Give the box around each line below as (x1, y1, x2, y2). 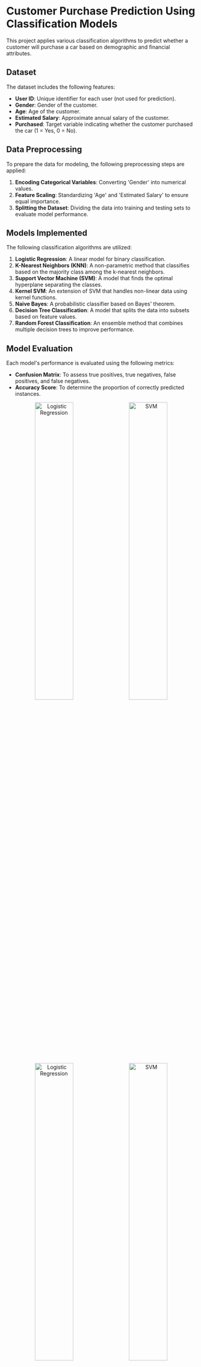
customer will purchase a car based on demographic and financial (6, 43, 170, 51)
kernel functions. (14, 294, 57, 301)
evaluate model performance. (14, 210, 88, 217)
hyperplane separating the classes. (14, 281, 102, 289)
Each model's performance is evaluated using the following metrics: (6, 360, 175, 367)
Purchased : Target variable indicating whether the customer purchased (14, 120, 193, 128)
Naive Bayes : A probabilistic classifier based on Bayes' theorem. (14, 300, 176, 308)
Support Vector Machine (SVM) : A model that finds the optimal (14, 275, 173, 282)
